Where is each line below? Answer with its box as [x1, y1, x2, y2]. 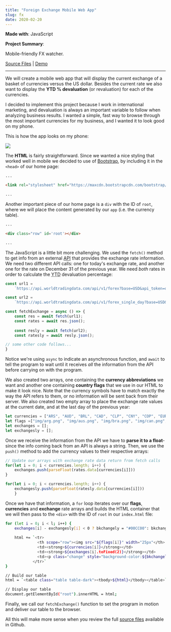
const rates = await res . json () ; [14, 318, 85, 323]
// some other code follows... [5, 342, 72, 347]
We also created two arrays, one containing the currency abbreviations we [5, 377, 164, 383]
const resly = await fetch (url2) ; [14, 328, 88, 333]
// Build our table [5, 573, 47, 578]
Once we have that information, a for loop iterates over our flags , [5, 500, 142, 506]
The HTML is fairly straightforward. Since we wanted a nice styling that [5, 153, 155, 159]
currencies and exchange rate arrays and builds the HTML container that [5, 505, 160, 511]
